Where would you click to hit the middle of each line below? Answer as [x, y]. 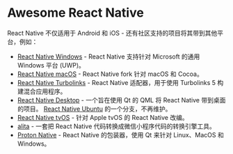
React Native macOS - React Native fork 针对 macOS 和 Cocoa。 [110, 74]
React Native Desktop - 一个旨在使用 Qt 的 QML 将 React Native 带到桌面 [121, 100]
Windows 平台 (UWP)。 [51, 65]
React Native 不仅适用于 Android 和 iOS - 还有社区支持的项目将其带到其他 [112, 33]
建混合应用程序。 [42, 91]
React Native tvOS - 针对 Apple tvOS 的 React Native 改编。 [103, 117]
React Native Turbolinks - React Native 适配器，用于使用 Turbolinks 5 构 [120, 82]
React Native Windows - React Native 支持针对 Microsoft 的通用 [109, 56]
